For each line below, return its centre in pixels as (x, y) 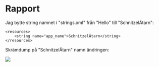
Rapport (23, 9)
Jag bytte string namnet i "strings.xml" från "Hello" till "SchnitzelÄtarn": (79, 22)
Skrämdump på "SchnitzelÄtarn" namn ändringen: (57, 49)
